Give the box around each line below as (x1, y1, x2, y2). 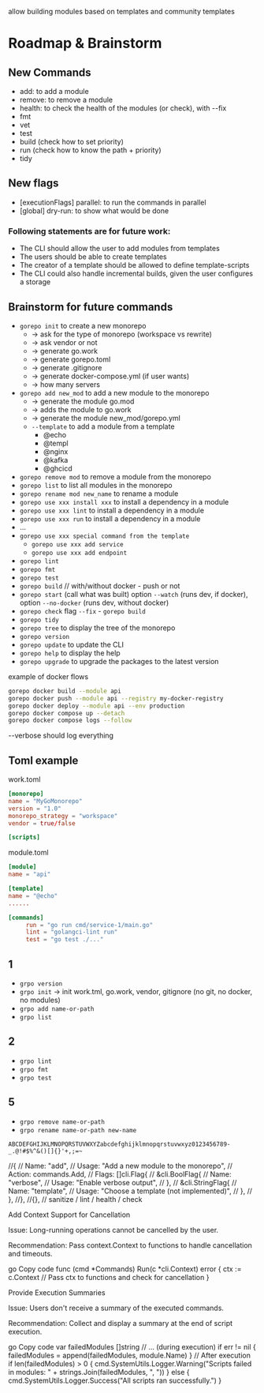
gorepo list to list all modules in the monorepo (19, 480, 173, 490)
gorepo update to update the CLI (19, 640, 125, 649)
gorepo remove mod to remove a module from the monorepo (19, 471, 211, 481)
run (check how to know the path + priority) (19, 145, 162, 155)
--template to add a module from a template (31, 422, 175, 431)
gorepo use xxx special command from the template (19, 532, 190, 540)
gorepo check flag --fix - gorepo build (19, 606, 146, 615)
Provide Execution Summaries (8, 1287, 106, 1297)
